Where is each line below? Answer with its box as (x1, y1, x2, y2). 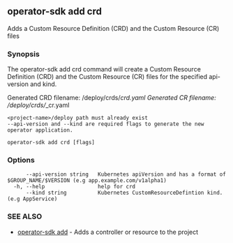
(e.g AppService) (7, 195, 58, 202)
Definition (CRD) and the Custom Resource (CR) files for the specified (7, 73, 208, 81)
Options (7, 155, 35, 165)
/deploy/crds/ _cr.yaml (7, 101, 70, 109)
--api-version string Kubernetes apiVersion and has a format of (25, 171, 227, 178)
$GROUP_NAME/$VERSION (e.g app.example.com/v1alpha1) (7, 177, 167, 184)
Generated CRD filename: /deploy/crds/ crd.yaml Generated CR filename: (7, 94, 216, 102)
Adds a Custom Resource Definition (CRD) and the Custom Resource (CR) (7, 24, 220, 32)
